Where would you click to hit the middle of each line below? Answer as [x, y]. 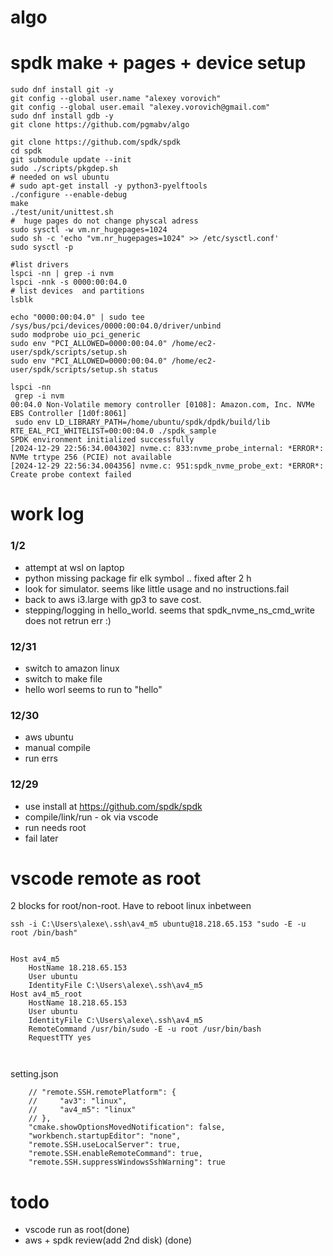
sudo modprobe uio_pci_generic [75, 335]
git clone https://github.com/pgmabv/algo [100, 125]
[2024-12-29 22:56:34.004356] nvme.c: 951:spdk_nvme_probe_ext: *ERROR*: [167, 466]
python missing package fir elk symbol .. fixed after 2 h [138, 578]
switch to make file [63, 678]
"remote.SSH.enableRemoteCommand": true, [115, 1154]
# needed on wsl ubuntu [60, 177]
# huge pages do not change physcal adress [104, 221]
